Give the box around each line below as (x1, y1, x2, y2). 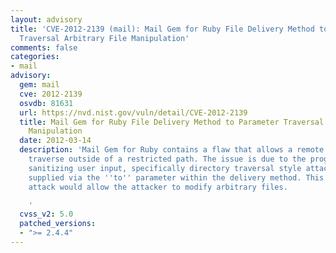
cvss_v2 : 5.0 (19, 209, 74, 220)
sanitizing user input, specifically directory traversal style (28, 163, 302, 173)
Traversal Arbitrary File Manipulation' (19, 33, 190, 43)
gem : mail (19, 80, 60, 90)
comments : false (10, 42, 78, 53)
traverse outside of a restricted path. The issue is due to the (28, 154, 307, 164)
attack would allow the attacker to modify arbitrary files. (28, 182, 288, 192)
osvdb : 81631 (19, 98, 74, 108)
